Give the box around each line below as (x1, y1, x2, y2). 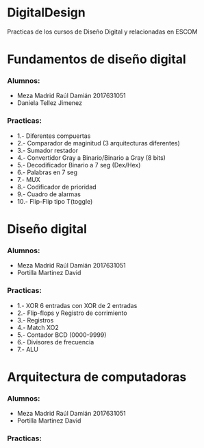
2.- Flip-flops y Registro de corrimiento (16, 309, 128, 317)
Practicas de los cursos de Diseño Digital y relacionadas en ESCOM (7, 27, 198, 36)
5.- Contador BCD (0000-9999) (16, 331, 107, 339)
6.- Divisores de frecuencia (16, 338, 94, 346)
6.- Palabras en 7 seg (16, 168, 77, 176)
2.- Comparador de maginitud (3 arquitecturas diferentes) (16, 139, 180, 147)
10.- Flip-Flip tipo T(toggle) (16, 197, 93, 205)
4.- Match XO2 (16, 323, 60, 331)
